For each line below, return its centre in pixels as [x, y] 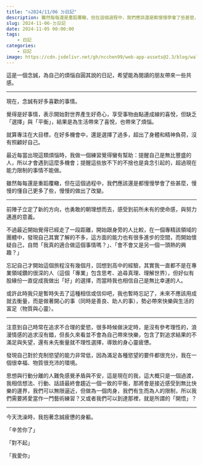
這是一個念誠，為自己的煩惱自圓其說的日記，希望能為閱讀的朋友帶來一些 [96, 75]
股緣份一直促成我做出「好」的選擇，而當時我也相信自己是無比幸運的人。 [96, 280]
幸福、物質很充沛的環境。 [48, 363]
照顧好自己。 [27, 142]
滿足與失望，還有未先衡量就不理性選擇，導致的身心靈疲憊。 [80, 342]
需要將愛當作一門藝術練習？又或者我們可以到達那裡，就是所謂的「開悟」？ [104, 398]
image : [14, 57]
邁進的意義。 [22, 216]
